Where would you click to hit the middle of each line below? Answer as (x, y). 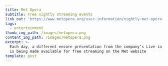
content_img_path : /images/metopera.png (48, 38)
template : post (21, 56)
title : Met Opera (23, 10)
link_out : (15, 19)
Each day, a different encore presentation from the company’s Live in (86, 47)
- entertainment (26, 28)
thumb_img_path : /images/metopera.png (45, 33)
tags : (11, 24)
